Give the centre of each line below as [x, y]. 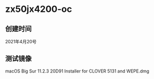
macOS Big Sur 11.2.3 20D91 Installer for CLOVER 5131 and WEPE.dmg [77, 71]
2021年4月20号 [21, 41]
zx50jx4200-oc [39, 9]
